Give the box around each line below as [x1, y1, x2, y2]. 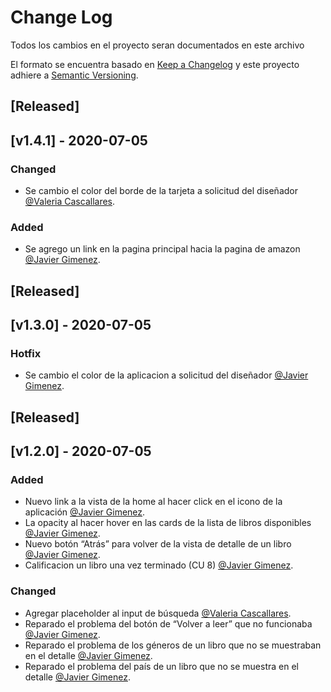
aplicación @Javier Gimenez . [24, 506, 146, 518]
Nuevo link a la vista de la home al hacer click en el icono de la [24, 496, 283, 508]
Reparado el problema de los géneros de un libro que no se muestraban [24, 639, 322, 651]
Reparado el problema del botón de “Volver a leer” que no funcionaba [24, 617, 313, 630]
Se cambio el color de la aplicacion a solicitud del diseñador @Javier [24, 369, 309, 381]
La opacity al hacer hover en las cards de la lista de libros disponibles [24, 517, 312, 529]
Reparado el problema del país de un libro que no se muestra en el [24, 660, 299, 672]
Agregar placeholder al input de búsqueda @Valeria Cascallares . [24, 607, 292, 619]
